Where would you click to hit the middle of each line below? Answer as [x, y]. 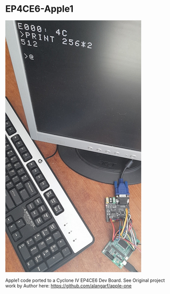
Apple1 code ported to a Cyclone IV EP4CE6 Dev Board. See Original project [85, 280]
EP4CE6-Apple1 [39, 9]
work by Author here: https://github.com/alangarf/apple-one [68, 286]
